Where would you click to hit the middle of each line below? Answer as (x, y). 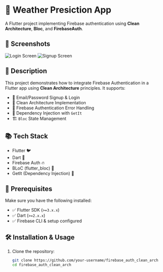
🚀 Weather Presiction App (58, 10)
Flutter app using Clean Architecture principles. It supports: (65, 88)
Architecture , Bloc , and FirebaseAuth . (44, 28)
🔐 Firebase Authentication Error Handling (53, 108)
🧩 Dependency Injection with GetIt (47, 113)
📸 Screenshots (28, 44)
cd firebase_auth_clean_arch (42, 265)
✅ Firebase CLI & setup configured (47, 221)
